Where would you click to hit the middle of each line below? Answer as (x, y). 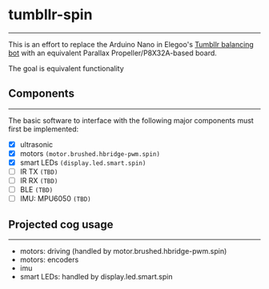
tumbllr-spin (50, 15)
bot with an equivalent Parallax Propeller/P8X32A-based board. (113, 53)
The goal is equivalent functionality (66, 68)
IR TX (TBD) (39, 171)
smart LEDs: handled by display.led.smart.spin (96, 277)
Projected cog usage (61, 225)
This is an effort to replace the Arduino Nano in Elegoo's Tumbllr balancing (131, 44)
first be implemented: (44, 129)
